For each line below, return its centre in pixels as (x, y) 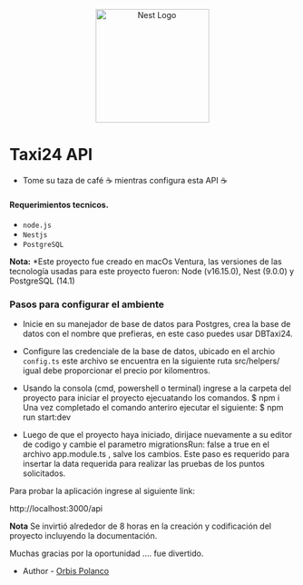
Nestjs (35, 235)
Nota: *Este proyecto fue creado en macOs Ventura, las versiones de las (146, 262)
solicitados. (44, 473)
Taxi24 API (51, 155)
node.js (37, 226)
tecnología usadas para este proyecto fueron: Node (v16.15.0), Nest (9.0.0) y (152, 272)
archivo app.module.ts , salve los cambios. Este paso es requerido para (156, 454)
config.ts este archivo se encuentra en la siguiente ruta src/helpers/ (151, 361)
